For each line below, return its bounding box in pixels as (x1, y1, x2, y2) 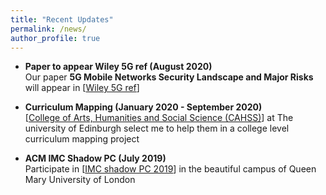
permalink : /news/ (10, 24, 87, 34)
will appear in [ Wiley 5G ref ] (24, 82, 140, 94)
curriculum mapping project (24, 133, 140, 145)
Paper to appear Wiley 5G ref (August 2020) (24, 61, 213, 73)
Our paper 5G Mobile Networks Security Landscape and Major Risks (24, 71, 314, 83)
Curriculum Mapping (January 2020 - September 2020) (24, 101, 263, 113)
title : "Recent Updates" (10, 14, 114, 25)
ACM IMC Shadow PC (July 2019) (24, 152, 167, 165)
